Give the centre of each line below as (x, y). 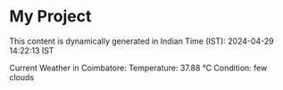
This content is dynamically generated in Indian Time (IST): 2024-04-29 (141, 41)
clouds (22, 77)
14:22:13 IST (32, 50)
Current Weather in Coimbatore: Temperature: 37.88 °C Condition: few (138, 68)
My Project (50, 16)
